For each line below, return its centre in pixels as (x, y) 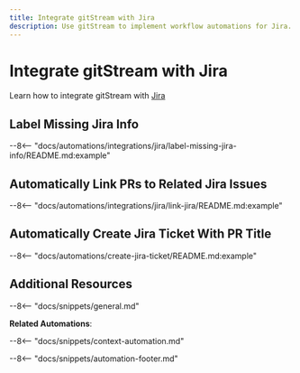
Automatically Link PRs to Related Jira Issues (138, 184)
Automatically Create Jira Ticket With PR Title (141, 234)
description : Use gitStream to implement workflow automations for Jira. (151, 26)
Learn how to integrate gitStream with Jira (87, 96)
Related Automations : (51, 323)
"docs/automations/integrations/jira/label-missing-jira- (136, 146)
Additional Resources (71, 284)
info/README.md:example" (60, 155)
